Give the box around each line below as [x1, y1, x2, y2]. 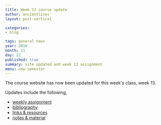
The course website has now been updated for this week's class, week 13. [5, 80, 157, 86]
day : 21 [5, 52, 21, 57]
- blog [5, 30, 19, 35]
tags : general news [5, 39, 45, 44]
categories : [5, 25, 30, 30]
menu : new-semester [5, 66, 45, 72]
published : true [5, 57, 39, 62]
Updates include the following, [5, 89, 68, 95]
